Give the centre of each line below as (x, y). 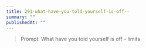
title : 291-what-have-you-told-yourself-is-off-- (68, 11)
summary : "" (21, 17)
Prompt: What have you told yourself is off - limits (80, 39)
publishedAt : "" (26, 22)
